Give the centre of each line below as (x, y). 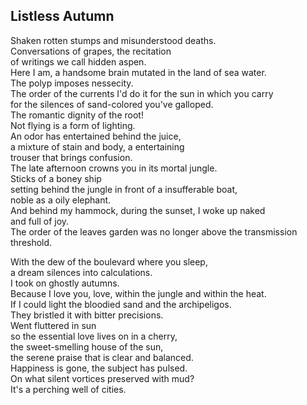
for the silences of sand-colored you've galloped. (112, 104)
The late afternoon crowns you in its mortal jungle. (114, 168)
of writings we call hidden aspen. (78, 61)
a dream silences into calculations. (81, 272)
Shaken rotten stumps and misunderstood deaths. (113, 40)
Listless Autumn (62, 16)
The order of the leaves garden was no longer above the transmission (154, 231)
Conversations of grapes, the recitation (91, 51)
